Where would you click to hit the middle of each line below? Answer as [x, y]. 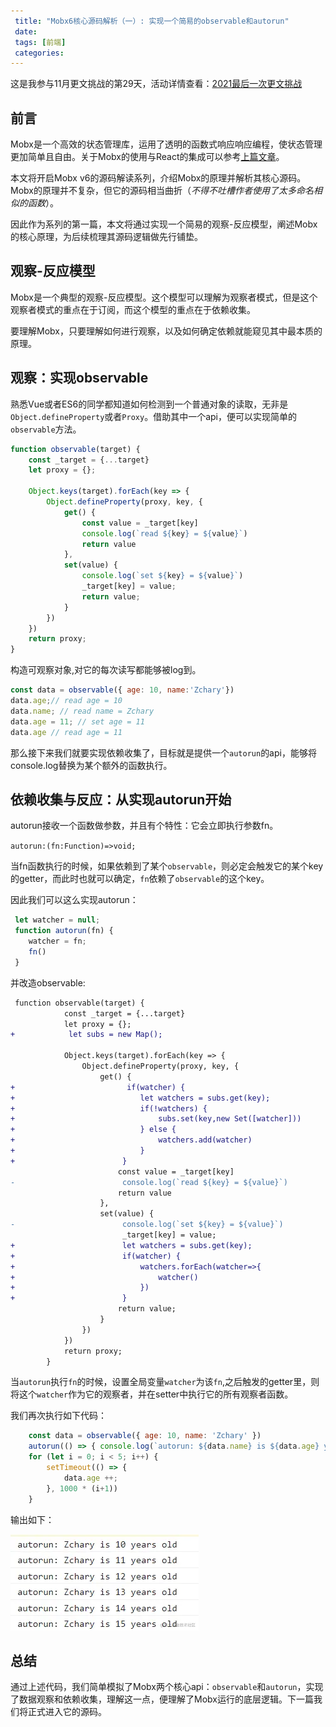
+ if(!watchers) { [109, 1108]
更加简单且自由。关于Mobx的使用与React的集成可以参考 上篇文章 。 [147, 157]
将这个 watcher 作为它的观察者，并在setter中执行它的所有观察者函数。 [152, 1394]
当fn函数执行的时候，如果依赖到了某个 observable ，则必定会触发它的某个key [167, 866]
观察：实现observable [79, 378]
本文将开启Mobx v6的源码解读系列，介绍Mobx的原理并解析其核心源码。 [158, 178]
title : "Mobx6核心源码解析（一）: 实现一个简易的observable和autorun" [152, 21]
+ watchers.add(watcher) [131, 1140]
